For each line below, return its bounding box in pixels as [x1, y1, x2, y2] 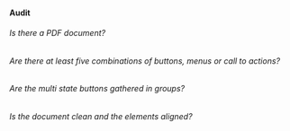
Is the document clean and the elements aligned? [9, 111, 193, 122]
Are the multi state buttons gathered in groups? [9, 83, 186, 94]
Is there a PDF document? [9, 28, 106, 39]
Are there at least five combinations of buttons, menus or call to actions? [9, 55, 281, 66]
